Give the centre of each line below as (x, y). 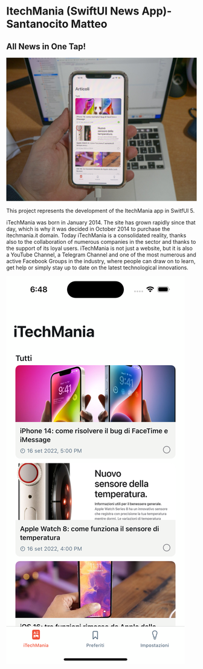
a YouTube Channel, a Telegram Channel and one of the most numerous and (101, 255)
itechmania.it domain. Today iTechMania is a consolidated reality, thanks (96, 235)
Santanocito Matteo (57, 24)
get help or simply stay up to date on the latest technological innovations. (97, 267)
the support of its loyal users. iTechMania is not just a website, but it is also (100, 248)
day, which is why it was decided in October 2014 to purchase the (88, 229)
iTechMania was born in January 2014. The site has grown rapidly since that (101, 223)
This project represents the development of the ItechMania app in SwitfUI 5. (101, 211)
